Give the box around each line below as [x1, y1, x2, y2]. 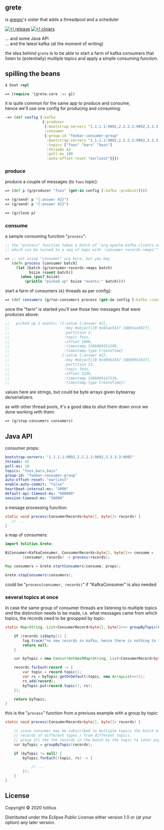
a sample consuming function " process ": [5, 233, 86, 239]
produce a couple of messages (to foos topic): [5, 179, 99, 185]
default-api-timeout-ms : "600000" [5, 491, 76, 496]
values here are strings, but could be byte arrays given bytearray [5, 389, 136, 395]
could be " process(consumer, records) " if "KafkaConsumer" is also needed [5, 581, 157, 587]
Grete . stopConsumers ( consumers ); [5, 572, 73, 577]
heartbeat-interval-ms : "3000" [5, 487, 69, 492]
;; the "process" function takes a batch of [5, 243, 97, 248]
